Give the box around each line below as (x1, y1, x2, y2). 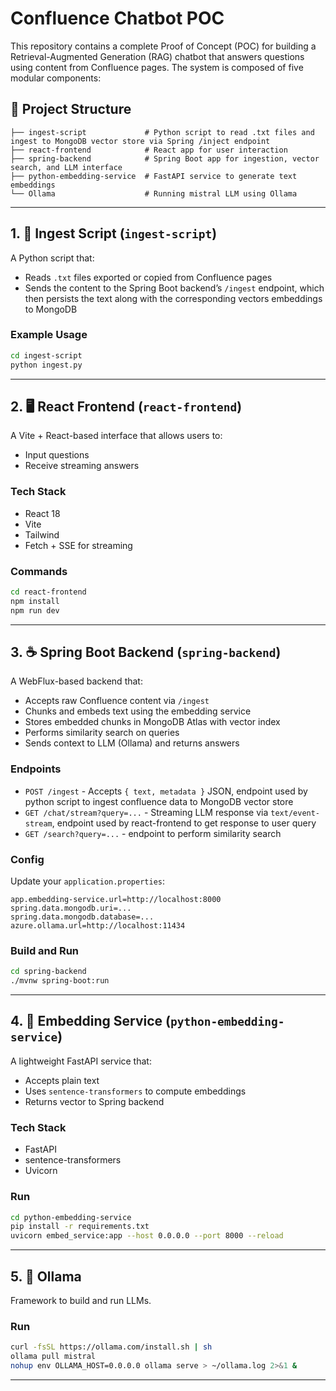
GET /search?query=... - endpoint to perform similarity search (24, 827, 282, 839)
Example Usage (10, 328, 88, 342)
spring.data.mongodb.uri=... (10, 903, 132, 914)
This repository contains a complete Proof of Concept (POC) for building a (10, 40, 317, 52)
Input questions (24, 449, 90, 461)
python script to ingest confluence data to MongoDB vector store (24, 795, 294, 807)
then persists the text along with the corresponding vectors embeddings (24, 292, 323, 304)
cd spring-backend (10, 967, 87, 977)
